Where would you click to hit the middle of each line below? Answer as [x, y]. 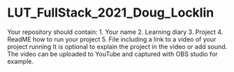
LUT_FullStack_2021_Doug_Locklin [111, 13]
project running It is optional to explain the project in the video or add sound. [117, 46]
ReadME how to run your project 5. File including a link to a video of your [112, 39]
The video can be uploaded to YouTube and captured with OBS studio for [112, 54]
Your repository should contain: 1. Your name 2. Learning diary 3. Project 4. [115, 32]
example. [20, 61]
